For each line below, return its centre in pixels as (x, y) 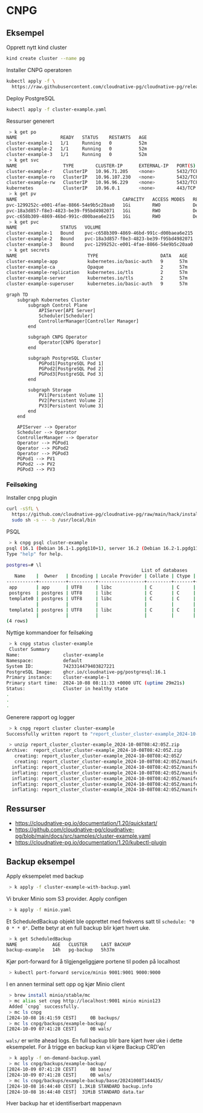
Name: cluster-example (55, 655)
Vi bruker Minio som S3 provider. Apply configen (67, 898)
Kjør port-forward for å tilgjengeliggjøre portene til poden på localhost (93, 962)
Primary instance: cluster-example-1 (58, 677)
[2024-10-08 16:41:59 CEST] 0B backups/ (63, 1018)
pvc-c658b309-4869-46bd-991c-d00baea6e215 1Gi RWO (84, 216)
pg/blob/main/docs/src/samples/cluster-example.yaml (83, 836)
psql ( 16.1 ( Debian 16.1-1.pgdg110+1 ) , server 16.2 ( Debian (84, 548)
